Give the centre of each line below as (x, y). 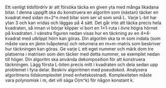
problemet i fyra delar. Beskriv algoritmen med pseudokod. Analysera (76, 70)
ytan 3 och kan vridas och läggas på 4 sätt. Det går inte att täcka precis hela (83, 23)
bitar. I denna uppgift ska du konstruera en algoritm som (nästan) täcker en (82, 12)
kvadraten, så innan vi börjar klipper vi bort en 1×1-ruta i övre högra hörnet (81, 28)
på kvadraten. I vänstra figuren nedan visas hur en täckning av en (72, 33)
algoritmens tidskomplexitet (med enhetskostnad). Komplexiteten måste (79, 75)
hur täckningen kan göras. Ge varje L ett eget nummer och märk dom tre (80, 49)
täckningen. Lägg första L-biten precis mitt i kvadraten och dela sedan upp (82, 64)
